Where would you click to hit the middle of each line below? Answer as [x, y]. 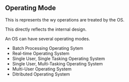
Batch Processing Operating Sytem [48, 48]
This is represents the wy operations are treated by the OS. [65, 20]
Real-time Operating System [41, 53]
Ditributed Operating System [41, 74]
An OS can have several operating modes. [48, 39]
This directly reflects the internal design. [46, 29]
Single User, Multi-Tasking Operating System [57, 63]
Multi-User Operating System [42, 69]
